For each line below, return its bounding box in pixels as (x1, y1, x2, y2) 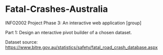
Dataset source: (5, 39, 38, 45)
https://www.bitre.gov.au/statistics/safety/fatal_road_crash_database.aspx (5, 44, 158, 50)
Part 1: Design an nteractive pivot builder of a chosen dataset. (5, 29, 132, 35)
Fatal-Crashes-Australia (5, 3, 108, 15)
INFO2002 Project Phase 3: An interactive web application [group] (5, 20, 141, 26)
